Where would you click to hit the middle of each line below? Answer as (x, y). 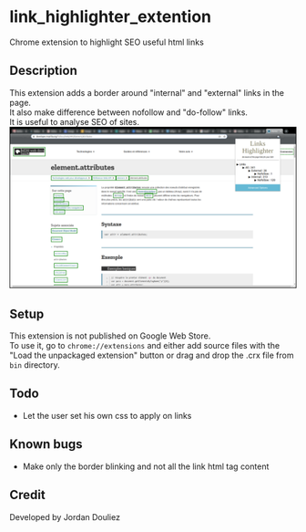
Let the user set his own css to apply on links (107, 415)
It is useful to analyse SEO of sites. (74, 121)
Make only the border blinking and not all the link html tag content (146, 466)
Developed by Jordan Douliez (65, 516)
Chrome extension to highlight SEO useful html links (107, 42)
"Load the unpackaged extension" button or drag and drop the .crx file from (152, 355)
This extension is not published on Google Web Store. (110, 336)
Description (43, 71)
